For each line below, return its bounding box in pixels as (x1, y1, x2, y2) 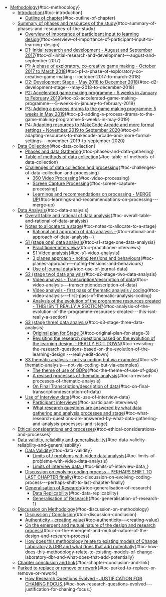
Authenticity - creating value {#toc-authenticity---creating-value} (25, 517, 159, 523)
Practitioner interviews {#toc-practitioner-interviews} (32, 245, 141, 250)
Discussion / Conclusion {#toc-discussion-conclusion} (25, 512, 137, 517)
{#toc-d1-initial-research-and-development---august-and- (35, 52, 156, 58)
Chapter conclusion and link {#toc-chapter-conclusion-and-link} (17, 560, 150, 565)
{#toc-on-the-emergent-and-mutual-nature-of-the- (42, 528, 149, 533)
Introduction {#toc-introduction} (17, 10, 83, 16)
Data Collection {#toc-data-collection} (17, 143, 96, 149)
